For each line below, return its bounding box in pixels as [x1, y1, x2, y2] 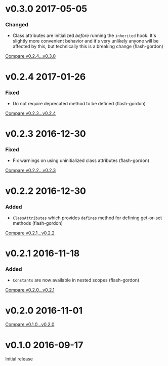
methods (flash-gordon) [12, 220, 63, 226]
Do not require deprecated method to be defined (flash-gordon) [12, 100, 146, 106]
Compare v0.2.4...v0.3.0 [5, 53, 56, 59]
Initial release [5, 356, 33, 362]
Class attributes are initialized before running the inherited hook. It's [12, 32, 156, 38]
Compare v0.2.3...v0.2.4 [5, 110, 56, 116]
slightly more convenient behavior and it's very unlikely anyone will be [12, 38, 159, 44]
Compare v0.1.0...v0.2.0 [5, 321, 55, 328]
